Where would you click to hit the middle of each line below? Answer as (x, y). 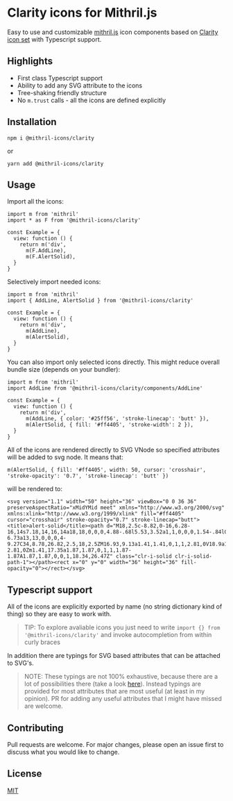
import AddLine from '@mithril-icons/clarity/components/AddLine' (105, 388)
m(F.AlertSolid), (51, 257)
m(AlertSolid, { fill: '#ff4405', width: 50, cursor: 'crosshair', (107, 470)
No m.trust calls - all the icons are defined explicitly (92, 100)
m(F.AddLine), (46, 251)
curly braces (42, 642)
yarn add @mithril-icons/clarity (55, 164)
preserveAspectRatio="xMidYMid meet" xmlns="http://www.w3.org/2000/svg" (116, 508)
